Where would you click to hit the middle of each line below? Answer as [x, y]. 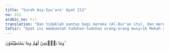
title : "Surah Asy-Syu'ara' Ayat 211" [46, 10]
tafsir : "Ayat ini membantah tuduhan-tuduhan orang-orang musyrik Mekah [83, 29]
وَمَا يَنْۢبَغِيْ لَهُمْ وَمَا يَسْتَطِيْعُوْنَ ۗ [35, 43]
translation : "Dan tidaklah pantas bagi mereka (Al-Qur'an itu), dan [80, 24]
